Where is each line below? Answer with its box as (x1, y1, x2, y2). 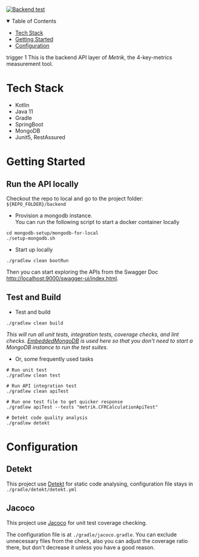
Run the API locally (6, 179, 79, 189)
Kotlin (15, 101, 30, 108)
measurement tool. (6, 61, 53, 67)
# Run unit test (6, 367, 47, 373)
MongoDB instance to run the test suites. (6, 343, 108, 351)
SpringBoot (15, 120, 44, 128)
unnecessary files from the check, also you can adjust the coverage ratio (6, 537, 188, 544)
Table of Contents (11, 18, 56, 24)
